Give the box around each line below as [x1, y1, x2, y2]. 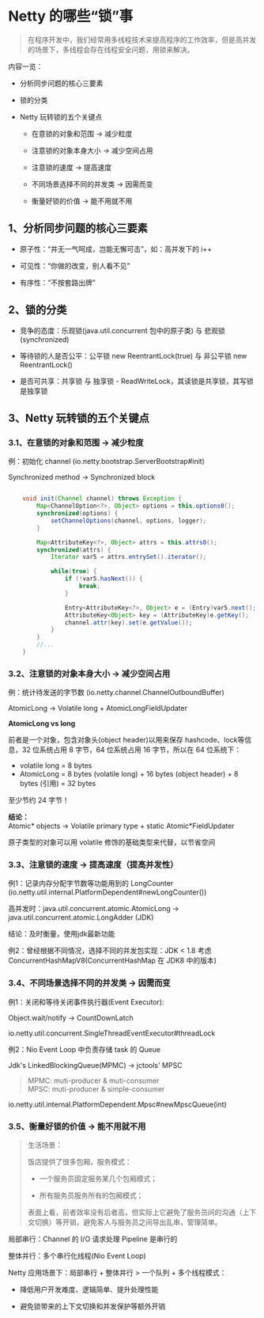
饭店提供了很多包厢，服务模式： [27, 1157, 132, 1167]
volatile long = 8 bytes [19, 761, 92, 770]
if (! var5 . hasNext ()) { [64, 575, 144, 583]
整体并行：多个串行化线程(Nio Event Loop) [8, 1252, 146, 1261]
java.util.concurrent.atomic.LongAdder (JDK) [8, 913, 154, 922]
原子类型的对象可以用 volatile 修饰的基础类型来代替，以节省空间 [8, 838, 216, 847]
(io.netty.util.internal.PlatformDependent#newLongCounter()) [8, 887, 207, 897]
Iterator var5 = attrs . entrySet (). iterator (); [50, 553, 207, 561]
